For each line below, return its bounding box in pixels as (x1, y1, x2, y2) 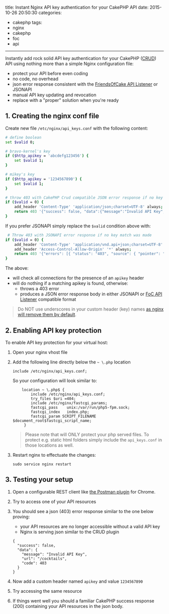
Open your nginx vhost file (12, 349, 68, 355)
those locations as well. (25, 442, 74, 448)
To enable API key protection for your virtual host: (5, 340, 108, 345)
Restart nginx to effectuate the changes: (12, 452, 97, 458)
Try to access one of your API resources (12, 499, 97, 505)
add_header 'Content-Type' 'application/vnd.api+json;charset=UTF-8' (14, 242, 163, 247)
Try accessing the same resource (12, 588, 82, 594)
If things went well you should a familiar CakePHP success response (12, 597, 154, 604)
